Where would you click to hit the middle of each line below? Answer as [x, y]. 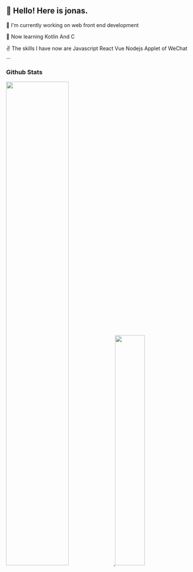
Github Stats [24, 72]
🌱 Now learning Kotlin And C [41, 37]
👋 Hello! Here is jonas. [47, 11]
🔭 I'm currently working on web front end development [73, 25]
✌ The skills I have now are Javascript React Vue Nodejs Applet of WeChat [97, 48]
